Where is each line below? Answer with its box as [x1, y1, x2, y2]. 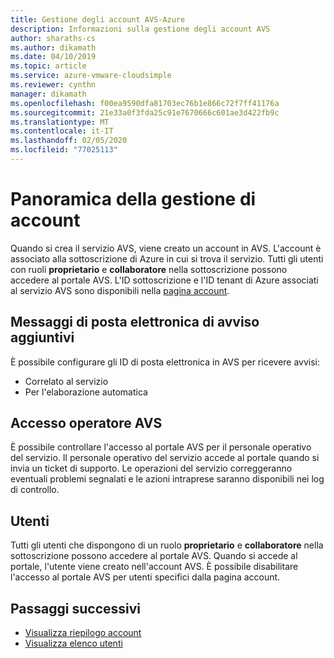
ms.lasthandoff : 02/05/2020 [10, 136, 128, 146]
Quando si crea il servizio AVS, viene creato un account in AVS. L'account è [10, 242, 322, 254]
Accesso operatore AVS [10, 415, 163, 432]
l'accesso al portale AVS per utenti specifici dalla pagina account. [10, 571, 281, 583]
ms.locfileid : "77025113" [10, 145, 118, 155]
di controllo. [10, 484, 60, 496]
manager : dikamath [10, 89, 87, 99]
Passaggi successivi [10, 600, 142, 617]
